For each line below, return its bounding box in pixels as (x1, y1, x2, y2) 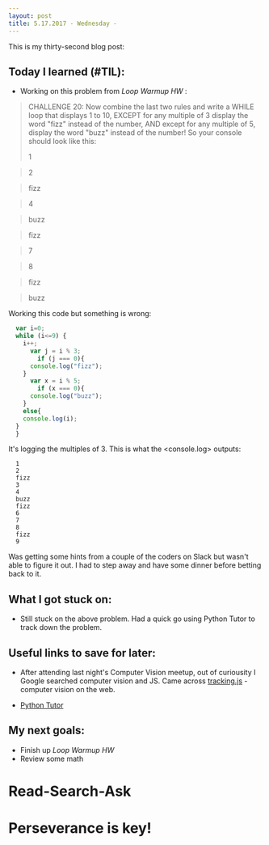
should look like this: (27, 137, 97, 146)
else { (23, 407, 42, 415)
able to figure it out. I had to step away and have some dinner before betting (8, 560, 262, 570)
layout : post (8, 11, 53, 20)
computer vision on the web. (19, 685, 116, 695)
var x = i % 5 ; (29, 377, 82, 385)
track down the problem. (19, 623, 103, 632)
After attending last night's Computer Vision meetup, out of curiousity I (19, 668, 256, 678)
